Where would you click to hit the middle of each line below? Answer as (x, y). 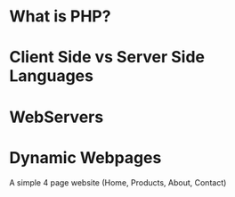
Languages (51, 76)
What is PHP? (60, 16)
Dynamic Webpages (85, 157)
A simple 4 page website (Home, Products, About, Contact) (118, 182)
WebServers (57, 117)
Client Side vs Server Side (107, 57)
